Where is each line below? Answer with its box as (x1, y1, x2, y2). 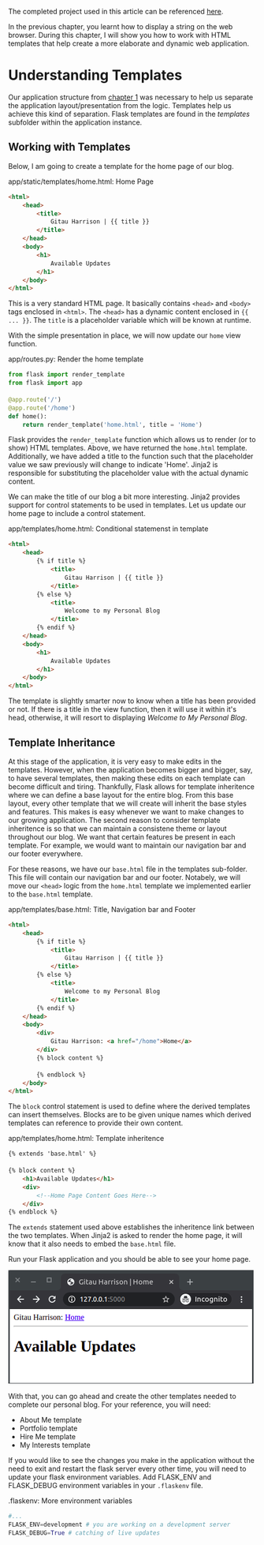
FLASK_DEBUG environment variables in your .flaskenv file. (8, 1481, 203, 1491)
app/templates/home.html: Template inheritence (8, 1134, 165, 1143)
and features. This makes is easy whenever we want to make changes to (8, 806, 244, 816)
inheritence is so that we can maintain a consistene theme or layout (8, 824, 227, 833)
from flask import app (8, 379, 83, 387)
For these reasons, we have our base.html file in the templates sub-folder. (8, 864, 248, 874)
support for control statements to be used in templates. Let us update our (8, 500, 247, 510)
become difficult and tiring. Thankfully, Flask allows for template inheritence (8, 781, 255, 791)
